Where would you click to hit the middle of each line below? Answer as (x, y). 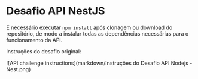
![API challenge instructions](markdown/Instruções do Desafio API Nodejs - (99, 63)
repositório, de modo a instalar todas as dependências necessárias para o (98, 33)
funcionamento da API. (34, 40)
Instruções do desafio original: (44, 51)
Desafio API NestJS (56, 11)
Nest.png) (19, 69)
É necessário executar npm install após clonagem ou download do (89, 27)
